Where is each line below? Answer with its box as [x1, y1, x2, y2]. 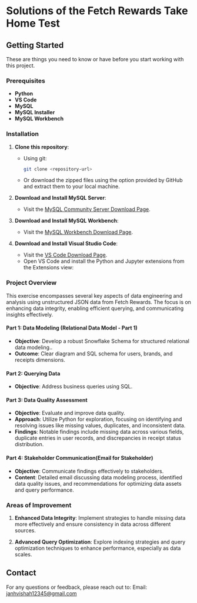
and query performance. [14, 486, 75, 493]
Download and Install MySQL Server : [14, 195, 106, 202]
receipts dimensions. [14, 356, 66, 363]
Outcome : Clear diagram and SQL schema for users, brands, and [14, 350, 173, 357]
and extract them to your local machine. [23, 183, 121, 190]
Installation [6, 130, 39, 138]
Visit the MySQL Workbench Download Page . [23, 229, 133, 236]
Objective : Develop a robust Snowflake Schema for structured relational [14, 337, 190, 344]
